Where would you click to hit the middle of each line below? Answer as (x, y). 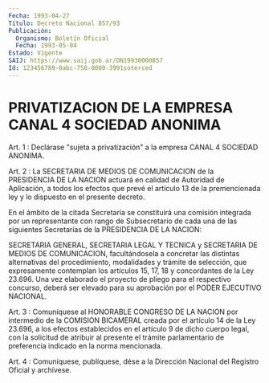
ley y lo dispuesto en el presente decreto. (77, 197)
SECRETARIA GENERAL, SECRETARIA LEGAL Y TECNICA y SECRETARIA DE (133, 245)
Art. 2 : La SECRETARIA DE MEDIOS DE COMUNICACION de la (111, 171)
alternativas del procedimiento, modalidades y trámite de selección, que (128, 262)
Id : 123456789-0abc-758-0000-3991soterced (80, 68)
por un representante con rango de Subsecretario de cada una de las (123, 221)
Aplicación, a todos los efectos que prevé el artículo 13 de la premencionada (134, 188)
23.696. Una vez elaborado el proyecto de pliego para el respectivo (120, 279)
